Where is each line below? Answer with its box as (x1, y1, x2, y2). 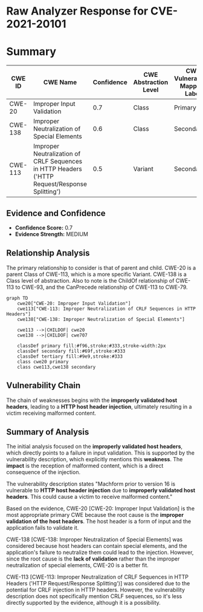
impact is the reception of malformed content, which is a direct (6, 462, 164, 470)
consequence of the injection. (6, 469, 80, 476)
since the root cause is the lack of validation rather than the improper (6, 555, 180, 562)
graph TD (6, 295, 28, 301)
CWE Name (43, 78, 77, 87)
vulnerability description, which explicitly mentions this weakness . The (6, 456, 183, 463)
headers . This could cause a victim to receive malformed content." (6, 493, 173, 501)
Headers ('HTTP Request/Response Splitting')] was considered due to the (6, 580, 190, 587)
